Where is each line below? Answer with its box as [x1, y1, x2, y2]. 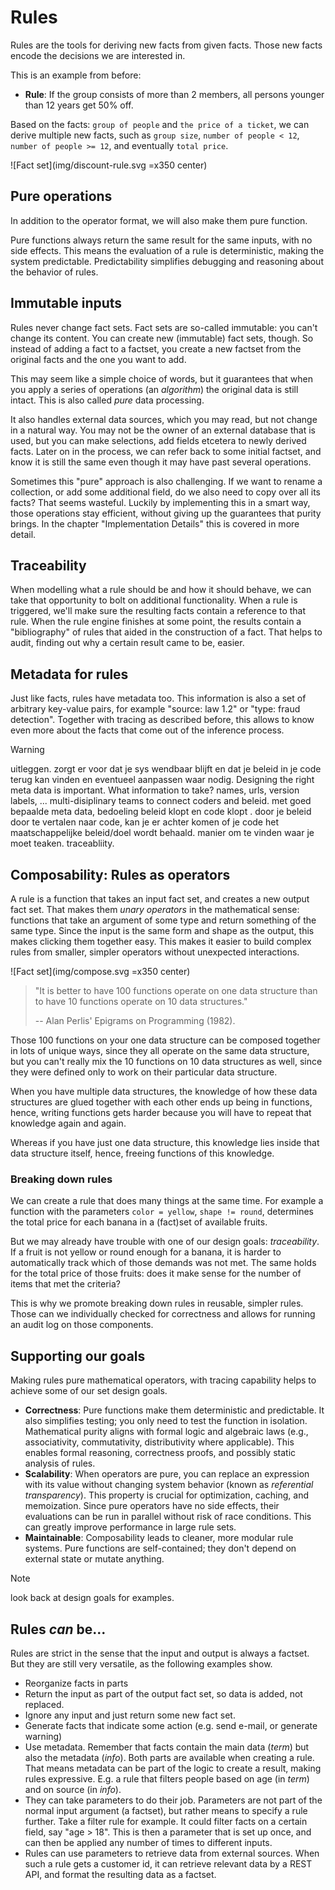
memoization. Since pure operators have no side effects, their [24, 1500, 280, 1512]
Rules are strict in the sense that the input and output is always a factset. [10, 1647, 310, 1659]
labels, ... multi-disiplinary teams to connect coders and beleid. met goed [10, 795, 312, 807]
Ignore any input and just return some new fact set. [24, 1709, 236, 1721]
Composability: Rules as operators [10, 866, 231, 883]
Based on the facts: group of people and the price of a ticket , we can [10, 118, 310, 130]
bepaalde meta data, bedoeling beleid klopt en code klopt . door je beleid [10, 806, 312, 818]
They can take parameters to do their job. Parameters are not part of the [24, 1794, 323, 1806]
